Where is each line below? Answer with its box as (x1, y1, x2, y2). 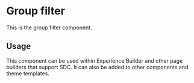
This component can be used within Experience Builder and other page (6, 57, 183, 64)
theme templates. (6, 70, 50, 77)
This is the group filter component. (6, 24, 92, 31)
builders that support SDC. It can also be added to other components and (6, 63, 189, 70)
